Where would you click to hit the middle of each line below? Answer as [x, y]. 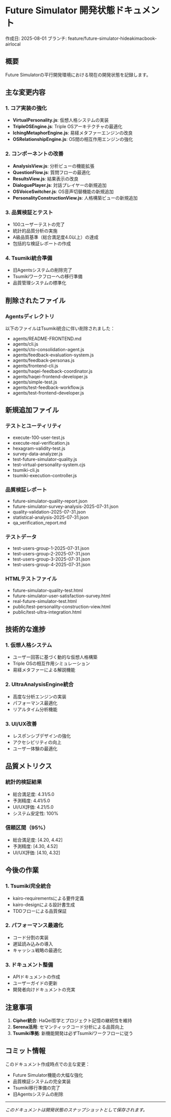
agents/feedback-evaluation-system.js [53, 355]
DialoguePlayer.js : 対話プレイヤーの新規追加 [60, 185]
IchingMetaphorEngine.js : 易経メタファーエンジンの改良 [73, 133]
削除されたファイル [35, 300]
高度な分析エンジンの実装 [39, 696]
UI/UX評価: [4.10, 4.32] [36, 853]
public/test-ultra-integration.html [47, 612]
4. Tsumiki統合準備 [29, 258]
